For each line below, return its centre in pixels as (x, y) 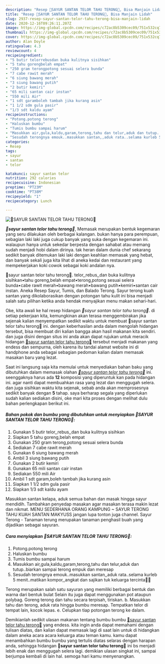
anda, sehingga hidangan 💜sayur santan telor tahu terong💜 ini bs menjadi (81, 646)
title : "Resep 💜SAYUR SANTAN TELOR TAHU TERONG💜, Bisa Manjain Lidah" (79, 14)
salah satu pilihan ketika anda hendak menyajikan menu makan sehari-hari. (81, 301)
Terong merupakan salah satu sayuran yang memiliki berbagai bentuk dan (80, 589)
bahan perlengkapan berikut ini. (38, 403)
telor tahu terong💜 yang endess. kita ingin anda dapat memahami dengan (80, 625)
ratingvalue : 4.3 (23, 46)
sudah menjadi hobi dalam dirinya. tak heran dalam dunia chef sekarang (78, 250)
